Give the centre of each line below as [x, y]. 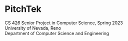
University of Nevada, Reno [33, 28]
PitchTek [23, 9]
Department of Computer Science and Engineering [57, 33]
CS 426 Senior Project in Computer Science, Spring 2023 [64, 23]
